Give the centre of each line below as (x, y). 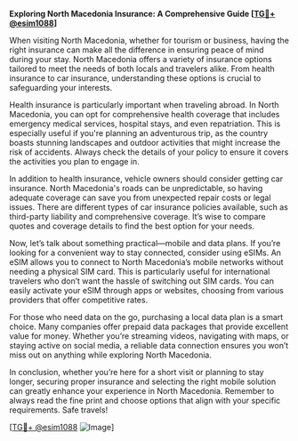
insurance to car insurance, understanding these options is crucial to (135, 78)
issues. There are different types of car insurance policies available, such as (149, 207)
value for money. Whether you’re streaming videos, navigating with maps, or (149, 336)
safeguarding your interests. (61, 88)
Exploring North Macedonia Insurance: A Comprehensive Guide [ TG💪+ (142, 14)
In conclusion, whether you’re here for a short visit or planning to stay (137, 372)
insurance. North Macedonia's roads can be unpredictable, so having (136, 188)
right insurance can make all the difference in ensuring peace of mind (137, 50)
